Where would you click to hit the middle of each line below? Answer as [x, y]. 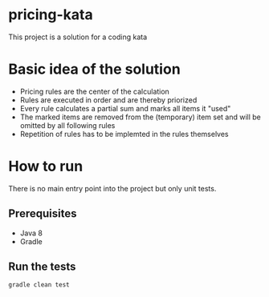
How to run [46, 167]
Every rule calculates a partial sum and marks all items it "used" [125, 108]
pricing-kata [51, 15]
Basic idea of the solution [94, 69]
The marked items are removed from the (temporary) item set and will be [140, 117]
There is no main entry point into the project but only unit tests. [112, 188]
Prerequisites [43, 214]
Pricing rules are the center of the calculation [95, 91]
